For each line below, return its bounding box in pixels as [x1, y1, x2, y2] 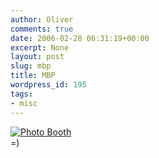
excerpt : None [10, 42, 70, 53]
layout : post [10, 52, 65, 62]
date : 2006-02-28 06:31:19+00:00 [10, 33, 150, 43]
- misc [10, 98, 38, 108]
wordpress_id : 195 [10, 80, 87, 90]
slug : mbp [10, 61, 52, 71]
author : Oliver [10, 14, 74, 25]
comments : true [10, 24, 74, 34]
